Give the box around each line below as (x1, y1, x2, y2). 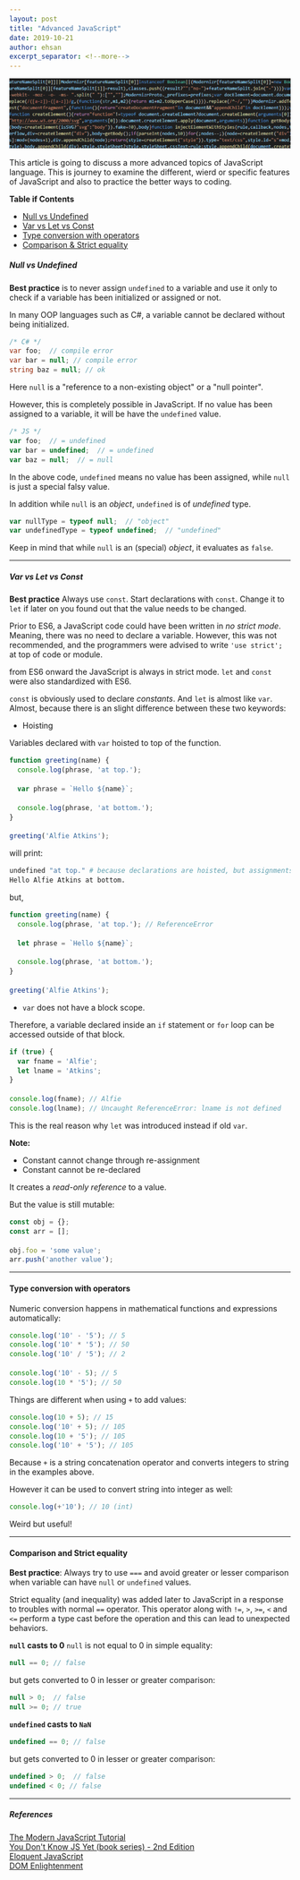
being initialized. (9, 319, 70, 329)
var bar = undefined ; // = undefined (9, 446, 154, 455)
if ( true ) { (9, 1047, 54, 1056)
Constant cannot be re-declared (21, 1164, 141, 1175)
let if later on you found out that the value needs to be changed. (9, 603, 247, 614)
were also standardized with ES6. (9, 676, 132, 687)
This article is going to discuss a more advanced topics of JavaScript (9, 157, 263, 167)
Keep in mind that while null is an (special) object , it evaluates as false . (9, 543, 274, 553)
